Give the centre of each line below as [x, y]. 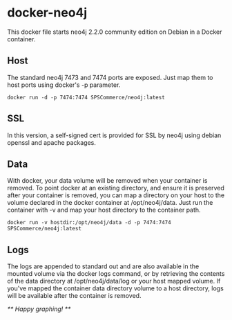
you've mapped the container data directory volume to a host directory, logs [116, 288]
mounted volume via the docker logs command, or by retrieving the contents [116, 274]
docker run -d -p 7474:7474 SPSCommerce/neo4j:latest [86, 97]
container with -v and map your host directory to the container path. [104, 210]
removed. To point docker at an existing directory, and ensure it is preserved [116, 188]
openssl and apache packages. [52, 142]
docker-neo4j [47, 13]
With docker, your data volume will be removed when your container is [107, 181]
